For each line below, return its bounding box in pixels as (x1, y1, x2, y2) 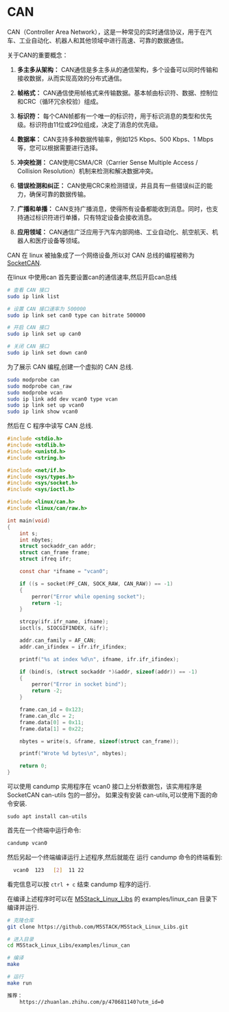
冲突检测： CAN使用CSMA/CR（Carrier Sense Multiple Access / (16, 158, 198, 166)
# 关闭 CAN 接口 (7, 343, 49, 350)
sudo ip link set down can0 (7, 350, 88, 357)
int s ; (19, 530, 38, 537)
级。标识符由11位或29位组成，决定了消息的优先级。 (16, 120, 162, 128)
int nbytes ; (19, 537, 53, 543)
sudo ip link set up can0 (7, 330, 81, 337)
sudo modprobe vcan (7, 389, 63, 396)
